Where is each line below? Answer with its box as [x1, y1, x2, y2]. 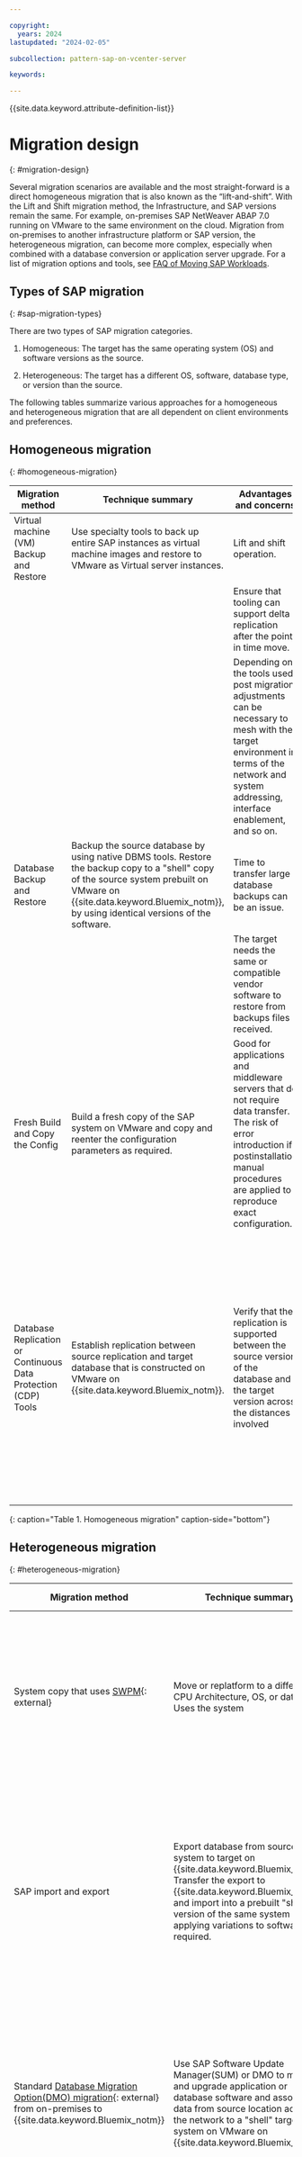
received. [233, 1023, 273, 1035]
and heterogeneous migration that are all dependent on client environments [9, 406, 289, 417]
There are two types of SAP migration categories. [9, 325, 193, 336]
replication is [233, 1316, 288, 1329]
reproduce [233, 1195, 278, 1207]
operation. [233, 547, 277, 560]
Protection [13, 1378, 58, 1391]
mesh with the [233, 723, 294, 736]
